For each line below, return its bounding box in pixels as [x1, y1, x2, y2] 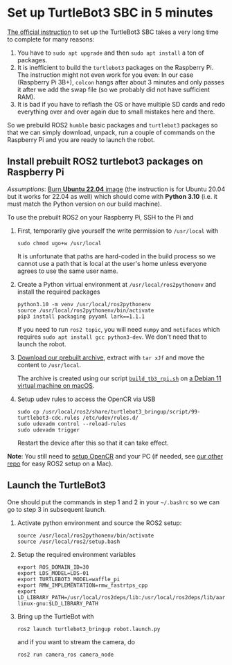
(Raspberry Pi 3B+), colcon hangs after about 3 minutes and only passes [17, 78, 225, 86]
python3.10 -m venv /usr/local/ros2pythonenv [17, 301, 151, 308]
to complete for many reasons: [7, 35, 95, 43]
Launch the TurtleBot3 [7, 479, 106, 491]
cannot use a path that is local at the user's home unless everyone [17, 259, 207, 267]
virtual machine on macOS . [17, 381, 95, 389]
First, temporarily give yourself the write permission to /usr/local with [17, 227, 219, 235]
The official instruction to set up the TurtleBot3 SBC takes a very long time [7, 28, 220, 36]
